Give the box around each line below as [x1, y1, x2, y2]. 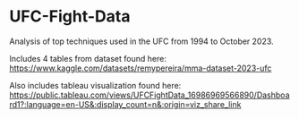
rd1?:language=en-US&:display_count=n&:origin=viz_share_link [9, 98, 242, 109]
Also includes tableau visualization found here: [9, 80, 182, 90]
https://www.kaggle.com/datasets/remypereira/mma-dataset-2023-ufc [9, 63, 272, 73]
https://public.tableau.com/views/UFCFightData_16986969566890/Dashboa [9, 89, 290, 100]
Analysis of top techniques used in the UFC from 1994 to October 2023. [9, 36, 275, 47]
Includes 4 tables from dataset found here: [9, 53, 167, 64]
